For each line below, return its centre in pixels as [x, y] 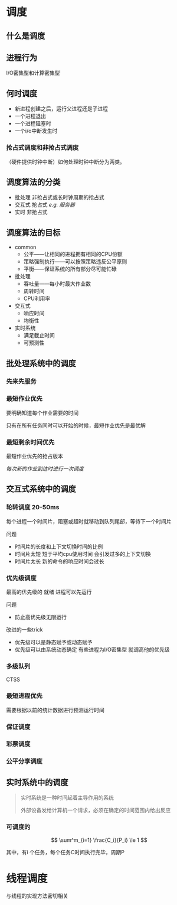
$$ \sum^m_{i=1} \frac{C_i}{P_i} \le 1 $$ [99, 840]
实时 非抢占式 [31, 212]
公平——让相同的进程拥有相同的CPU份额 [73, 254]
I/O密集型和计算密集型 [33, 73]
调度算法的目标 [33, 232]
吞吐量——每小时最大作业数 [57, 284]
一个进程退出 [30, 116]
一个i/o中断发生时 [36, 131]
